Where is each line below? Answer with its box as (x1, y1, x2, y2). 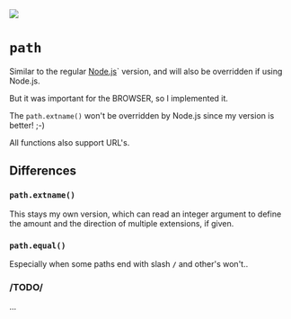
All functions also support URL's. (9, 137, 130, 147)
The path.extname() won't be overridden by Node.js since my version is (9, 110, 275, 120)
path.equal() (9, 240, 66, 251)
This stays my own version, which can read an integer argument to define (9, 208, 282, 219)
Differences (9, 164, 77, 179)
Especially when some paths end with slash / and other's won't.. (9, 258, 249, 269)
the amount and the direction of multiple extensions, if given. (9, 217, 234, 228)
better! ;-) (9, 120, 45, 130)
